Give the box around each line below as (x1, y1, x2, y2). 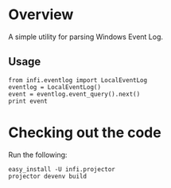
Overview (8, 6, 74, 24)
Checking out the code (8, 123, 161, 141)
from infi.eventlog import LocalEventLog (8, 76, 148, 84)
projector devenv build (8, 172, 87, 180)
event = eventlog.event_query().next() (8, 90, 141, 98)
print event (8, 97, 48, 105)
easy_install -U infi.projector (8, 165, 115, 173)
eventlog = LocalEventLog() (8, 83, 102, 91)
